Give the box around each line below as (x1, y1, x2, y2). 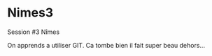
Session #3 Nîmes (7, 28, 60, 36)
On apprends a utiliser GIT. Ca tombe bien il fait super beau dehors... (7, 41, 205, 49)
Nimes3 (7, 5, 54, 21)
